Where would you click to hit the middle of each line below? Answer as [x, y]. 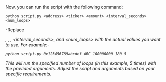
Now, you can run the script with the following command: [64, 7]
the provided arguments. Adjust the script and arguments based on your [80, 69]
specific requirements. [28, 74]
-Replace [15, 30]
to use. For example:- [27, 45]
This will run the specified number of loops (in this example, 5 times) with [81, 63]
